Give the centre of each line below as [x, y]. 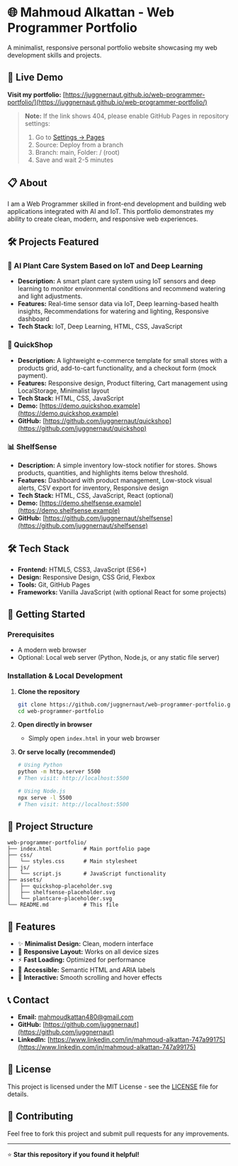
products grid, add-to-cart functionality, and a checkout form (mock [117, 368]
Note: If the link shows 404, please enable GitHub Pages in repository [126, 116]
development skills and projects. [55, 55]
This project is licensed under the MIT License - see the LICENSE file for [113, 1086]
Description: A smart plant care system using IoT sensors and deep [117, 281]
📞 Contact [28, 999]
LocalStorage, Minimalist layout [63, 391]
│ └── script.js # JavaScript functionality [87, 874]
